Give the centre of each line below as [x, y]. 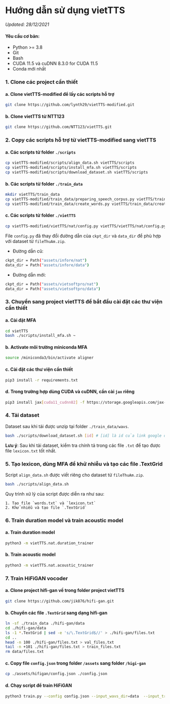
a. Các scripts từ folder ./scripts [40, 152]
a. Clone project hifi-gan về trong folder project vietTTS [65, 590]
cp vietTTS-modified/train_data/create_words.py [57, 204]
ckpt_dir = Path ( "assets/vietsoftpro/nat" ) [52, 284]
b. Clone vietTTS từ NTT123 [35, 116]
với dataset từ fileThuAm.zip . [35, 241]
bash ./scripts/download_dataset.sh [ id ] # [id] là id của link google [83, 436]
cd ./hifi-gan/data [26, 628]
